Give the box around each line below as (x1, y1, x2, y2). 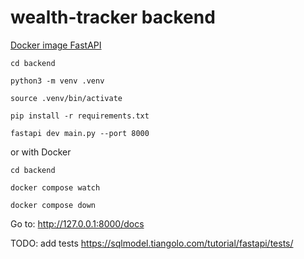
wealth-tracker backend (10, 6, 216, 29)
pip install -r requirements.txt (10, 111, 150, 121)
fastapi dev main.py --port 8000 (10, 128, 150, 138)
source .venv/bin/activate (10, 93, 123, 103)
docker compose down (10, 200, 97, 210)
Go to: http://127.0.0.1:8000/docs (10, 217, 145, 230)
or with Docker (10, 146, 72, 158)
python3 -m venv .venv (10, 76, 105, 86)
